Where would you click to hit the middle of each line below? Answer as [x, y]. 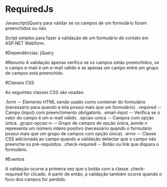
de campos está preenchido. [35, 73]
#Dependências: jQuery [29, 53]
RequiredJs [29, 9]
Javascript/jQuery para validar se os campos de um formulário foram [76, 23]
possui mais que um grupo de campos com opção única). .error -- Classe [81, 133]
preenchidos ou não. [26, 28]
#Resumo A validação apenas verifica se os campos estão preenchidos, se [82, 62]
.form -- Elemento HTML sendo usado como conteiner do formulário [76, 102]
